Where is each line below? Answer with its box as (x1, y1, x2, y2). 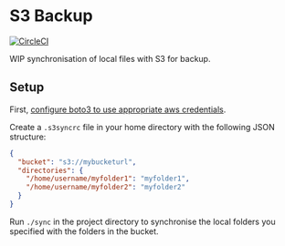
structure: (9, 131, 47, 142)
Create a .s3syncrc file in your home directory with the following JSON (9, 121, 276, 132)
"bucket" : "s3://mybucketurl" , (17, 157, 137, 167)
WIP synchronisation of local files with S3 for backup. (9, 53, 211, 64)
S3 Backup (9, 5, 93, 26)
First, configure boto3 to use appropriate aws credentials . (9, 104, 227, 115)
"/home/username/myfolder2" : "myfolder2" (26, 183, 185, 192)
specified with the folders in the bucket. (9, 225, 159, 237)
